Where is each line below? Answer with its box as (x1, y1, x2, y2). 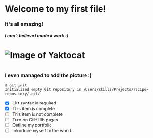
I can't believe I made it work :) (5, 33, 68, 38)
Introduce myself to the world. (12, 127, 73, 133)
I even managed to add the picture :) (5, 72, 92, 79)
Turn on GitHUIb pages (12, 117, 58, 122)
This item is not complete (12, 111, 63, 117)
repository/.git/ (5, 91, 40, 97)
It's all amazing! (5, 21, 44, 28)
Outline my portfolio (12, 122, 52, 128)
